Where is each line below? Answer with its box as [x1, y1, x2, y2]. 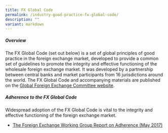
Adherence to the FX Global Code [5, 94, 77, 100]
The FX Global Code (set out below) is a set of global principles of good [5, 50, 155, 56]
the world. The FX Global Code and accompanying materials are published [5, 77, 161, 83]
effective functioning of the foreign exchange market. [5, 112, 116, 118]
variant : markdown [5, 21, 44, 27]
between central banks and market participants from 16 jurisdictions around [5, 72, 163, 78]
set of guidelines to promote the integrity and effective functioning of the [5, 61, 157, 67]
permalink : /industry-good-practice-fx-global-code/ [5, 12, 119, 17]
